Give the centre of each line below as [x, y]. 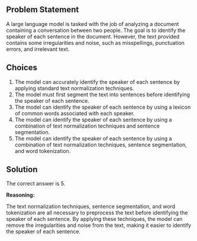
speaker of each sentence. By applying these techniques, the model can [94, 219]
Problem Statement [43, 10]
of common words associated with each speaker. [75, 113]
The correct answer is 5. [36, 184]
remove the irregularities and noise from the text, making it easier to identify [98, 225]
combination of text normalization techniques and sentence [87, 126]
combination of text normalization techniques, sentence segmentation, [101, 145]
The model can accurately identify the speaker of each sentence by [97, 82]
